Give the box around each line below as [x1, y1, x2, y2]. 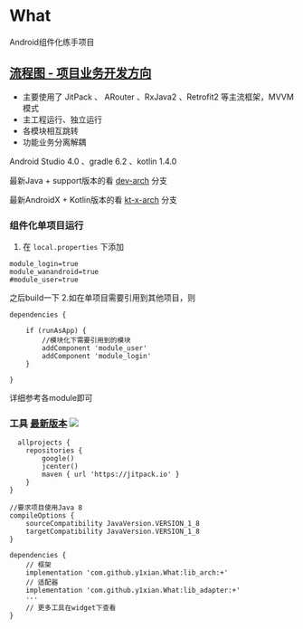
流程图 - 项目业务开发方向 [9, 65, 152, 81]
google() [42, 454, 75, 463]
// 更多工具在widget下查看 [25, 604, 117, 613]
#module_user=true [9, 275, 79, 285]
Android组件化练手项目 [9, 36, 95, 47]
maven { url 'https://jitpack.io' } [42, 470, 180, 480]
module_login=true [9, 260, 79, 269]
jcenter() [42, 462, 79, 472]
